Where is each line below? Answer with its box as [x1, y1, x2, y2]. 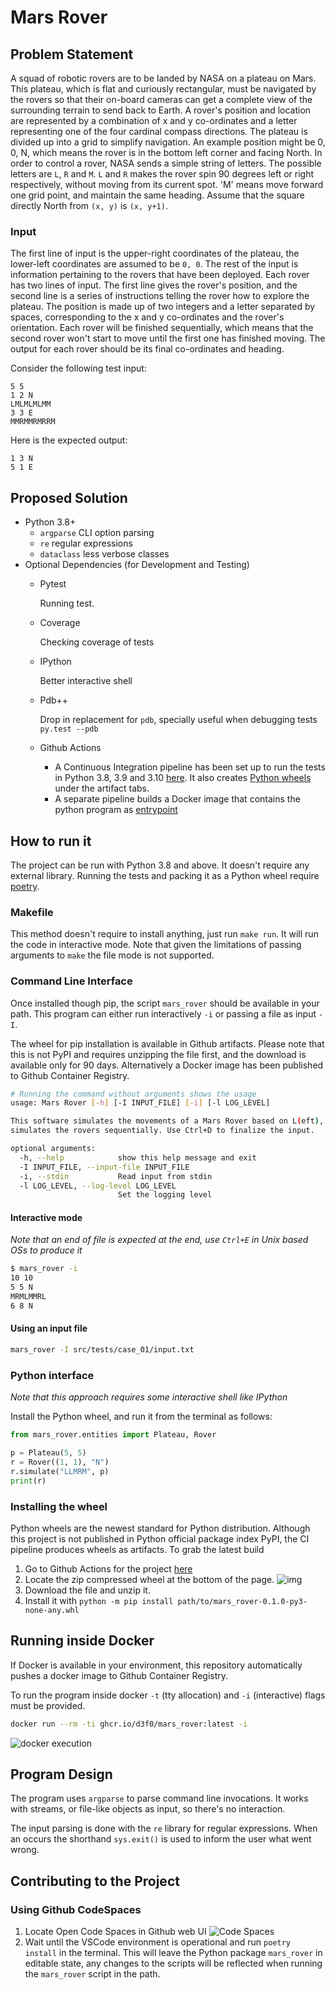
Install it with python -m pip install [24, 1594, 174, 1606]
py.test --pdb [39, 724, 99, 735]
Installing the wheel [10, 1499, 108, 1513]
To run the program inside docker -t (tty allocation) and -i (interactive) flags [10, 1689, 326, 1701]
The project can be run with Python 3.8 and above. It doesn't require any [10, 859, 310, 871]
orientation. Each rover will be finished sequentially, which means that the [10, 322, 314, 334]
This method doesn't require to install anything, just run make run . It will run [10, 928, 319, 940]
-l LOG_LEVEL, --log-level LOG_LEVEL [19, 1181, 177, 1191]
